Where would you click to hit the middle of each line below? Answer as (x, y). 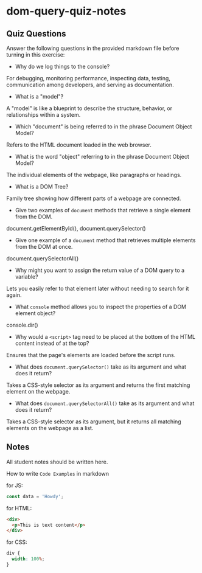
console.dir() (22, 325)
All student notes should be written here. (57, 462)
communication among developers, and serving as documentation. (90, 85)
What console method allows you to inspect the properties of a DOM (101, 307)
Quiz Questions (36, 34)
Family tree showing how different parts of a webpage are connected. (94, 198)
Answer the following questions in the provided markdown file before (93, 48)
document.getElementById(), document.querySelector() (76, 228)
